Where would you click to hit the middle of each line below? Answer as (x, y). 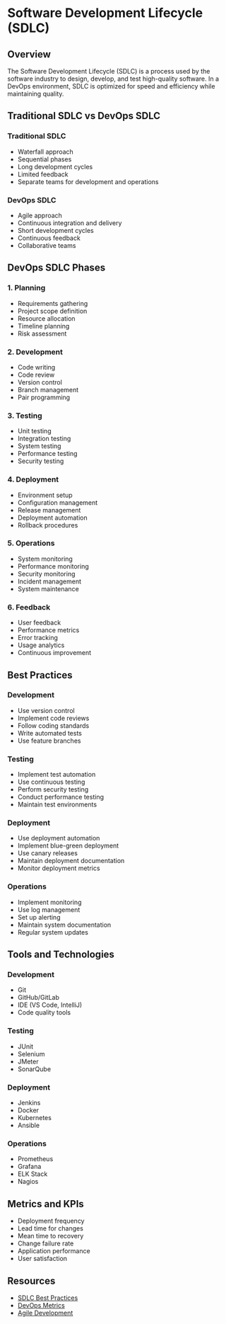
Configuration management (58, 502)
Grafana (29, 1167)
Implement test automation (56, 775)
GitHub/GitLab (38, 998)
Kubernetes (34, 1118)
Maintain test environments (57, 804)
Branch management (48, 389)
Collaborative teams (47, 245)
